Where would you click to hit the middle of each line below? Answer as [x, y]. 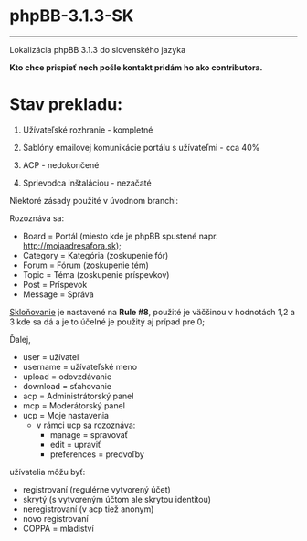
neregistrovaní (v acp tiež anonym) [88, 509]
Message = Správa [58, 294]
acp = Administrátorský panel [78, 396]
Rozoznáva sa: [37, 218]
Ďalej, [20, 339]
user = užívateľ [51, 356]
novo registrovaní [55, 518]
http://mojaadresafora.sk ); [72, 245]
